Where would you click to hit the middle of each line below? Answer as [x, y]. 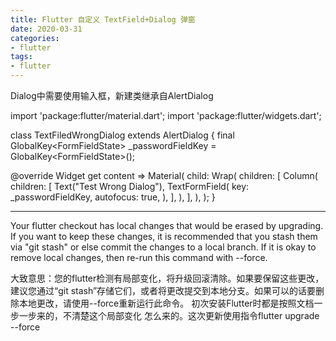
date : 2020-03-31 [46, 29]
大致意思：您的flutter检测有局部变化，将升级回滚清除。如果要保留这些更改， [167, 278]
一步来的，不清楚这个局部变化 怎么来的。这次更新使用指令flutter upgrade [169, 315]
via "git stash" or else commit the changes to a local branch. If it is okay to [163, 247]
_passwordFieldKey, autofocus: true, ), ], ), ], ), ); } [113, 197]
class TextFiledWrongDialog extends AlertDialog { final [122, 135]
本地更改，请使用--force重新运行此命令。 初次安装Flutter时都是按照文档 [166, 303]
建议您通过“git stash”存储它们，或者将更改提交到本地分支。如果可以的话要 [163, 290]
